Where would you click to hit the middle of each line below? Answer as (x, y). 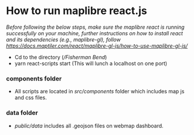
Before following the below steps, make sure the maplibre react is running (95, 27)
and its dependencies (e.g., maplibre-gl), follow (64, 39)
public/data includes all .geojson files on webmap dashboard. (89, 126)
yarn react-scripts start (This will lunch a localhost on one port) (91, 63)
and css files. (30, 97)
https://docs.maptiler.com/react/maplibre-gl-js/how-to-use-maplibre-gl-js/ (97, 46)
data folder (22, 113)
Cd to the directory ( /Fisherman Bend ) (61, 57)
